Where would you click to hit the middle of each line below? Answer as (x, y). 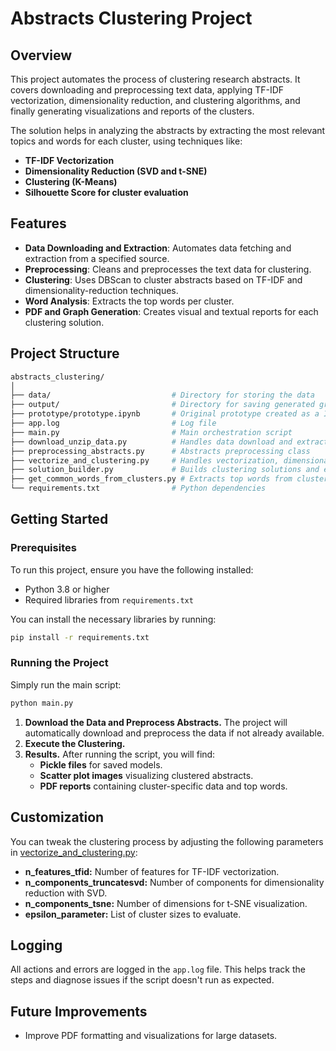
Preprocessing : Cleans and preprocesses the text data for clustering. (168, 269)
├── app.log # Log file (113, 423)
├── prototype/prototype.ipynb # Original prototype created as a (165, 414)
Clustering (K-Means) (71, 181)
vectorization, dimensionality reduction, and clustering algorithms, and (155, 100)
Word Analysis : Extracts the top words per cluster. (129, 301)
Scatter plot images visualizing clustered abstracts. (146, 775)
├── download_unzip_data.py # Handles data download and (151, 442)
